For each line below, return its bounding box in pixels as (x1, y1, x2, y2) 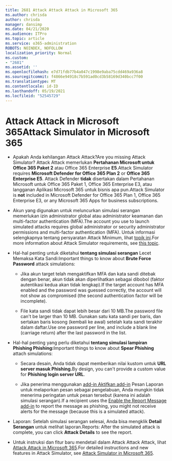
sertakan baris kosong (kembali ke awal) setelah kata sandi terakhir (20, 319, 163, 325)
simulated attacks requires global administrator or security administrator (12, 224, 165, 230)
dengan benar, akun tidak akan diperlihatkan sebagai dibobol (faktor (20, 276, 165, 282)
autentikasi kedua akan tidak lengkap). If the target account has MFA (20, 282, 164, 288)
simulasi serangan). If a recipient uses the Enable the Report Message (20, 397, 167, 404)
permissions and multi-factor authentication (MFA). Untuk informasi (12, 229, 155, 236)
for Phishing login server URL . (20, 371, 85, 378)
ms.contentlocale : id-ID (5, 83, 58, 89)
